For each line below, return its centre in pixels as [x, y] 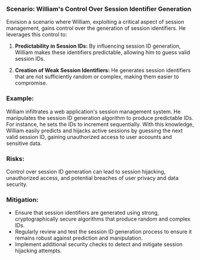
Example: [20, 98]
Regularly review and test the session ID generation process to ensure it [103, 232]
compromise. [31, 83]
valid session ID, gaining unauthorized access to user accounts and [89, 137]
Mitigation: [22, 200]
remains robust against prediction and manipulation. [79, 238]
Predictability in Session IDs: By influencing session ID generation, [98, 46]
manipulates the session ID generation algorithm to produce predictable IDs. [100, 117]
